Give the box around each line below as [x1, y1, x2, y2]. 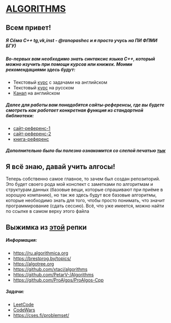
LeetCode [13, 301, 34, 307]
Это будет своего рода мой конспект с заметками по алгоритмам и [6, 181, 153, 187]
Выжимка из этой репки [6, 223, 87, 232]
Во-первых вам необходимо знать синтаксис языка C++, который [6, 55, 155, 61]
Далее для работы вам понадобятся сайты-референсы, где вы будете [6, 102, 164, 108]
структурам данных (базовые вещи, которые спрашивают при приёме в [6, 186, 163, 193]
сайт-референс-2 [13, 131, 51, 137]
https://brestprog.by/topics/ [13, 255, 72, 262]
